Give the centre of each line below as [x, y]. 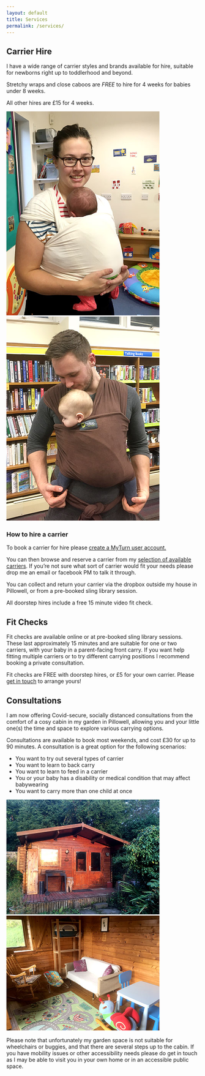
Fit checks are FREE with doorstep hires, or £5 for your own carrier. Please [100, 675]
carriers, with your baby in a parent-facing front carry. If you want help [95, 650]
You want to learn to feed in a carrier [61, 772]
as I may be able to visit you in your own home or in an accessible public [98, 1060]
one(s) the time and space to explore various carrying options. [85, 728]
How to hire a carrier [37, 535]
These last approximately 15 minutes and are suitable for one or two [92, 644]
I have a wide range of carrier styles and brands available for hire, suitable [100, 66]
